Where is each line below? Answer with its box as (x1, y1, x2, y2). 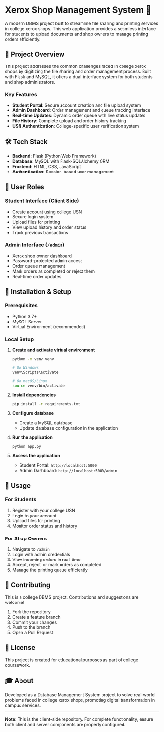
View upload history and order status (12, 224, 87, 230)
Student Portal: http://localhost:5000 (19, 462, 97, 468)
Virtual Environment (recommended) (12, 323, 86, 329)
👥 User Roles (5, 183, 45, 191)
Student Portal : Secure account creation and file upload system (12, 102, 141, 108)
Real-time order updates (12, 273, 61, 279)
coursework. (5, 662, 31, 667)
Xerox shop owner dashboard (12, 253, 72, 258)
